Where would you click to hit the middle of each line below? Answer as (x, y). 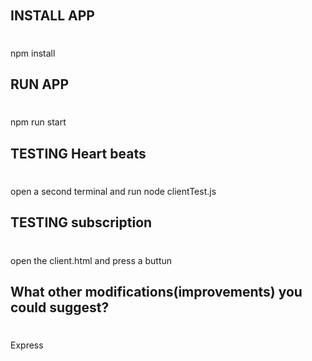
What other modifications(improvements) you (156, 291)
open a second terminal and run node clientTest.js (113, 191)
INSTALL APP (52, 15)
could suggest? (60, 307)
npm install (33, 53)
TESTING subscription (81, 222)
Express (27, 345)
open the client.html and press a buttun (91, 260)
